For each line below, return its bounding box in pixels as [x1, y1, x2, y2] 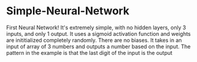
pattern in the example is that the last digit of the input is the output [6, 49, 173, 56]
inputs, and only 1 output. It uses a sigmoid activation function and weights [6, 30, 191, 37]
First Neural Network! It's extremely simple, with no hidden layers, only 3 [6, 24, 186, 31]
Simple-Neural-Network [6, 4, 130, 18]
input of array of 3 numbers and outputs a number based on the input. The [6, 43, 191, 50]
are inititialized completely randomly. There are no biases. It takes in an [6, 36, 182, 44]
